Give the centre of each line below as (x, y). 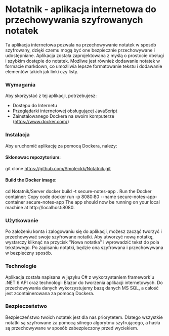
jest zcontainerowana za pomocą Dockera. (50, 293)
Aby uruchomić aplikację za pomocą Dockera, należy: (61, 146)
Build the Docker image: (31, 180)
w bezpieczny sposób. (29, 253)
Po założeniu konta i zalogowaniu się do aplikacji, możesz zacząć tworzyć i (83, 231)
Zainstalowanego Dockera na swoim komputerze (64, 116)
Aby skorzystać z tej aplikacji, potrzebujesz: (51, 96)
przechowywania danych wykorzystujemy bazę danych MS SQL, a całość (82, 288)
